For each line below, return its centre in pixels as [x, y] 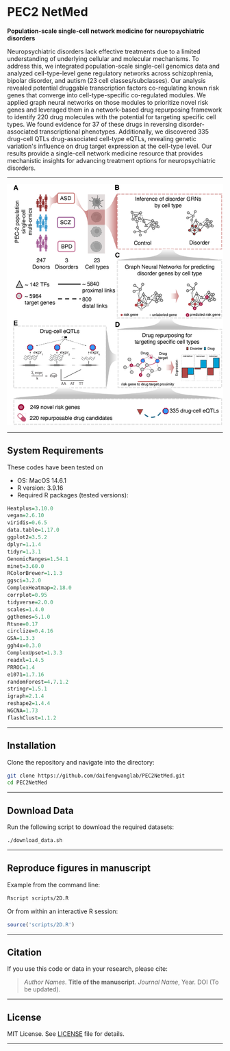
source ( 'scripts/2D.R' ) [41, 925]
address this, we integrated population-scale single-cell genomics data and [114, 66]
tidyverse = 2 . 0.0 [30, 602]
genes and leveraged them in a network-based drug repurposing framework [115, 110]
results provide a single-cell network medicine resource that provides [105, 153]
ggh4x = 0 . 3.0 [24, 646]
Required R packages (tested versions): [73, 495]
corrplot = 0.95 [27, 595]
